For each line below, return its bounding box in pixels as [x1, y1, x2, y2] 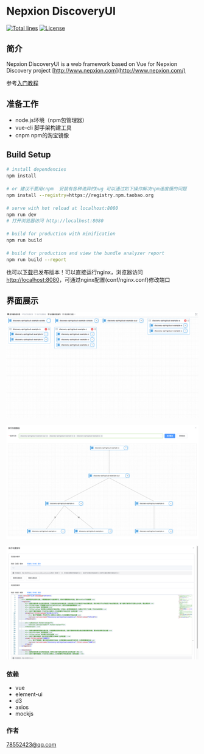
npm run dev [6, 212, 37, 218]
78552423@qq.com [6, 741, 57, 748]
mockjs [15, 710, 33, 717]
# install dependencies [6, 167, 67, 173]
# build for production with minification [6, 231, 116, 237]
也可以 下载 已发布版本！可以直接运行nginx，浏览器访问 [6, 268, 143, 276]
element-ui [15, 691, 43, 698]
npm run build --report [6, 256, 67, 263]
